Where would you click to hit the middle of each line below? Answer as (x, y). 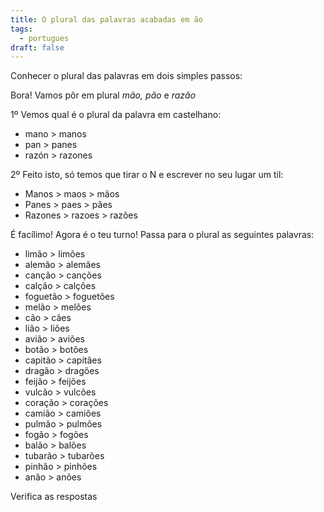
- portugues (44, 38)
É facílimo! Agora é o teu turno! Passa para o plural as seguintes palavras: (162, 235)
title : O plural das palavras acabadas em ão (106, 19)
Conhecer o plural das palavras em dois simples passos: (126, 76)
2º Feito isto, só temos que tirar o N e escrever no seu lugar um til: (147, 175)
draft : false (37, 47)
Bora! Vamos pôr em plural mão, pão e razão (103, 95)
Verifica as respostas (54, 497)
